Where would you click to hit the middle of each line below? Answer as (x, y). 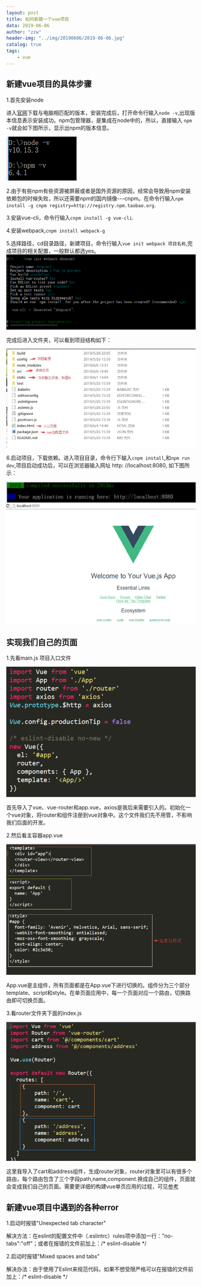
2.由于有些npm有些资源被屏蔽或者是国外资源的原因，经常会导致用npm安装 (99, 191)
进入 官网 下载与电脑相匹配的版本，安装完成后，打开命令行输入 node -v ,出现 (98, 112)
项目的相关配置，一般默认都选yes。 (55, 251)
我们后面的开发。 (27, 823)
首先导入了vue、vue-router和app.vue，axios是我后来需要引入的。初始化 (96, 808)
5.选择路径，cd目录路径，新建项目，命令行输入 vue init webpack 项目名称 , (97, 243)
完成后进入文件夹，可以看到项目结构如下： (59, 340)
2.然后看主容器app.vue (35, 835)
